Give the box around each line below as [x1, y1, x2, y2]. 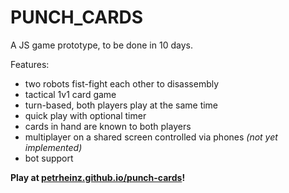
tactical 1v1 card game [24, 88, 117, 100]
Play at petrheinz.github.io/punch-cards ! [10, 171, 186, 183]
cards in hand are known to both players [24, 120, 192, 132]
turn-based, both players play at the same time [24, 99, 219, 111]
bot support [24, 152, 74, 164]
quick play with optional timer [24, 109, 147, 121]
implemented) [24, 141, 83, 153]
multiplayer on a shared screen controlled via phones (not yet [24, 131, 278, 143]
